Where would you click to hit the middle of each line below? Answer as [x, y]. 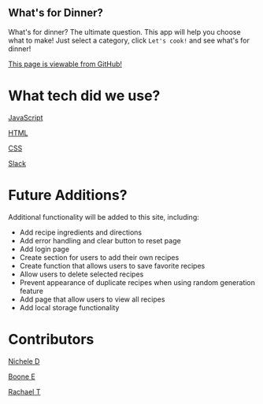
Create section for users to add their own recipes [99, 257]
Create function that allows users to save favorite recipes [112, 265]
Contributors [51, 339]
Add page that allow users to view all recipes [92, 299]
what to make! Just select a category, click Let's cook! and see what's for [129, 40]
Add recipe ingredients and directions [81, 232]
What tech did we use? [84, 96]
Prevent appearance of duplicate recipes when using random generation [137, 282]
